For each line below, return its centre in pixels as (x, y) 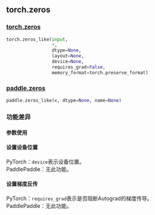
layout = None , (68, 56)
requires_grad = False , (79, 67)
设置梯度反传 (22, 184)
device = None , (68, 62)
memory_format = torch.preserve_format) (100, 72)
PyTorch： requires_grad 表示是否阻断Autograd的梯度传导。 (79, 198)
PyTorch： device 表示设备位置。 (45, 162)
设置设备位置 (22, 147)
